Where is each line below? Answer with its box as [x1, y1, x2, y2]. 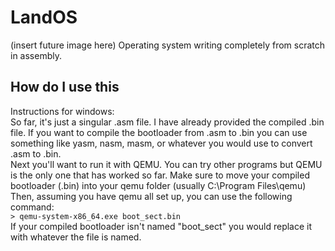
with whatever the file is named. [10, 231, 142, 243]
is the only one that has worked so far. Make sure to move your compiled [10, 169, 310, 181]
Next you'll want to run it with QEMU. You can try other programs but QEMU [10, 158, 323, 170]
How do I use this [10, 79, 120, 96]
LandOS [10, 6, 78, 29]
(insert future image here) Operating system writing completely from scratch [10, 39, 326, 51]
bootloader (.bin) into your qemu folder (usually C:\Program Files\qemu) [10, 179, 307, 191]
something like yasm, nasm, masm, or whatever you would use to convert [10, 137, 313, 149]
